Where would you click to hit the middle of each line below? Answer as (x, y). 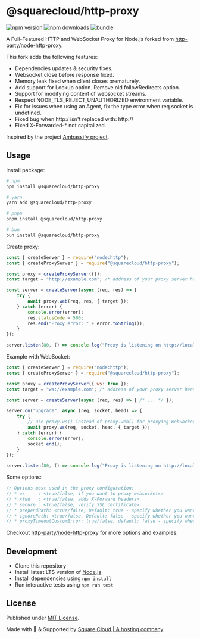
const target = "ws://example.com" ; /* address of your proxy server (94, 389)
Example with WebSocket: (38, 356)
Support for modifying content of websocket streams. (81, 93)
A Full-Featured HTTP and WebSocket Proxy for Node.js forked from (90, 39)
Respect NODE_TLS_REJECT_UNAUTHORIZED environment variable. (99, 100)
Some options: (24, 477)
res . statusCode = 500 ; (56, 318)
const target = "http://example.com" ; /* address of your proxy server (97, 279)
